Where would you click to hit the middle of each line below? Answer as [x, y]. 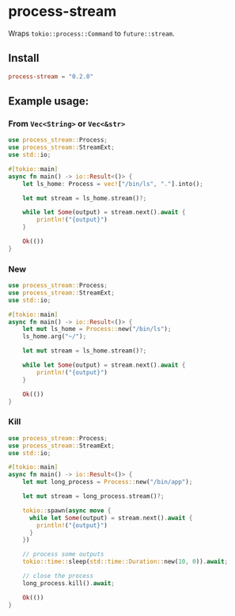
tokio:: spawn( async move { [67, 510]
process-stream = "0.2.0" [51, 76]
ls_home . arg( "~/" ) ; [55, 337]
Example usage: [49, 101]
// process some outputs [63, 554]
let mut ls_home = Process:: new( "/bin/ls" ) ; [97, 329]
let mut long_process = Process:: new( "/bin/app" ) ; [108, 482]
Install [24, 58]
